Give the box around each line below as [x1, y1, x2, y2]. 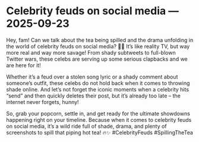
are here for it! [6, 61, 41, 69]
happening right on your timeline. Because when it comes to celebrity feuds [6, 116, 192, 123]
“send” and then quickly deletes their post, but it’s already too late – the [6, 92, 181, 99]
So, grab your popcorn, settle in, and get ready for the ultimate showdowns [6, 110, 190, 117]
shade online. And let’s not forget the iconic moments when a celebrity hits [6, 86, 189, 93]
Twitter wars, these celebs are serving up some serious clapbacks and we [6, 55, 188, 62]
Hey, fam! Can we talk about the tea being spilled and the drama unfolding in [6, 36, 194, 43]
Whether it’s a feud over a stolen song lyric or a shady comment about [6, 73, 178, 80]
